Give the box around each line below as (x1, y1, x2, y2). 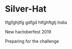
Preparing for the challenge (5, 38, 59, 44)
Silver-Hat (5, 3, 47, 15)
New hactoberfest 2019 (5, 29, 51, 34)
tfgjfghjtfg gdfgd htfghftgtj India (5, 19, 67, 25)
